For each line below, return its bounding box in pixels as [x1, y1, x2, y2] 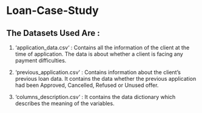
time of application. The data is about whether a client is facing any [15, 50, 183, 58]
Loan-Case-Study [6, 4, 99, 18]
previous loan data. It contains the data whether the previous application [15, 75, 197, 82]
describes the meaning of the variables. [15, 100, 115, 107]
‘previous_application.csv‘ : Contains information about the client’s [15, 69, 181, 76]
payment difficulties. [15, 57, 67, 64]
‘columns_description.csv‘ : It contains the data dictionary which [15, 94, 176, 100]
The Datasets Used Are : [6, 28, 100, 38]
